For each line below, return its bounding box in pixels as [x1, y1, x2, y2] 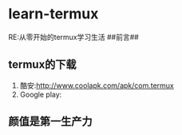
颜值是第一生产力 [8, 115, 93, 129]
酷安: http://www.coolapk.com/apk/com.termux [19, 81, 174, 90]
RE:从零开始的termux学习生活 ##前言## [8, 32, 140, 42]
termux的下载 [8, 58, 77, 72]
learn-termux [8, 5, 99, 23]
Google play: [19, 89, 62, 99]
